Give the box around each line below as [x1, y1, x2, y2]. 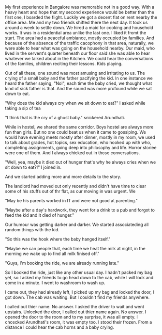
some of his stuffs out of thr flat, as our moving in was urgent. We [5, 189, 136, 194]
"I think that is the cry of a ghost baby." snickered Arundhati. [5, 115, 125, 120]
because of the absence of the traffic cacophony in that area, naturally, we [5, 40, 154, 46]
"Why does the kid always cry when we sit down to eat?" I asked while [5, 100, 146, 106]
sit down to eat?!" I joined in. [5, 164, 62, 170]
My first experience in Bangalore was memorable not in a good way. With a [5, 4, 155, 10]
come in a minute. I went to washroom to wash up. [5, 280, 105, 286]
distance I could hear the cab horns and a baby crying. [5, 324, 115, 330]
